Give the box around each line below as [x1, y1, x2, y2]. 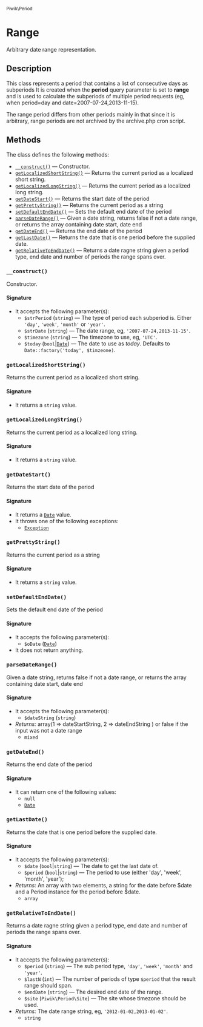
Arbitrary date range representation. [6, 46, 97, 53]
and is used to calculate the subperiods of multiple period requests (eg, [6, 92, 185, 100]
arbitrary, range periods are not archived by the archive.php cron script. [6, 117, 186, 124]
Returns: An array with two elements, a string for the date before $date [15, 882, 192, 889]
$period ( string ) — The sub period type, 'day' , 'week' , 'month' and [24, 962, 193, 969]
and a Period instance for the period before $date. [15, 888, 141, 895]
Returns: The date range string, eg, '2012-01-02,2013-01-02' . [15, 1008, 168, 1015]
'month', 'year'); [24, 875, 64, 883]
